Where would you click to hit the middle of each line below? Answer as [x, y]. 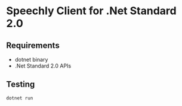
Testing [21, 84]
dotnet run [20, 98]
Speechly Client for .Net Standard [92, 11]
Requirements [33, 45]
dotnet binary [31, 60]
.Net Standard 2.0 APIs [43, 66]
